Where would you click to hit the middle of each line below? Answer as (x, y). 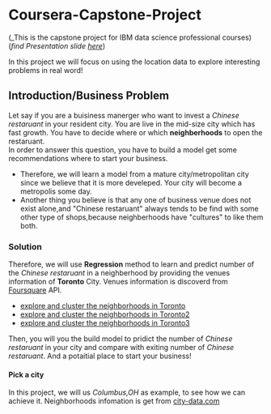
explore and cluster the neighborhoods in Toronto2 (105, 314)
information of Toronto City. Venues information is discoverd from (118, 282)
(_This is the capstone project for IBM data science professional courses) (130, 37)
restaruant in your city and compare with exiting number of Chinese (121, 348)
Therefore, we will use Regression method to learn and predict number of (131, 264)
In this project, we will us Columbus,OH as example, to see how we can (127, 393)
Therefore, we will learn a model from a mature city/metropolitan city (134, 174)
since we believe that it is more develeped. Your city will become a (131, 182)
